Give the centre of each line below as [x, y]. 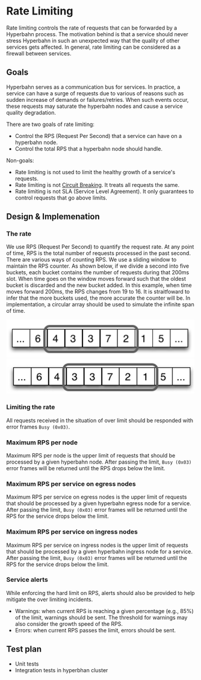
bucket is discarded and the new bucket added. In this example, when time [99, 285]
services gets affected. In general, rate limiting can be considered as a [94, 47]
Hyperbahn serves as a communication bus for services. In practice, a [93, 87]
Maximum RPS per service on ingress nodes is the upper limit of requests [97, 545]
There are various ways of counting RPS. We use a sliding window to [91, 260]
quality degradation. [31, 112]
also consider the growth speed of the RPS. [69, 624]
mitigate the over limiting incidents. [50, 599]
